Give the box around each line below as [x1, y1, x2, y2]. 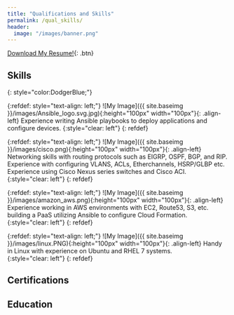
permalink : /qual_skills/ [7, 17, 83, 24]
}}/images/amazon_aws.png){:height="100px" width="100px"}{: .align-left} [7, 196, 224, 204]
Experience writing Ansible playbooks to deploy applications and [20, 116, 208, 125]
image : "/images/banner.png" [13, 29, 99, 37]
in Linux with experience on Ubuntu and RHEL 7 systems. [7, 247, 173, 255]
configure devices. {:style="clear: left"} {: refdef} [7, 124, 149, 133]
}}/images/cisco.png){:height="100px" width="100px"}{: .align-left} [7, 145, 202, 154]
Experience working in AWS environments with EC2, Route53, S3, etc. [7, 203, 209, 212]
